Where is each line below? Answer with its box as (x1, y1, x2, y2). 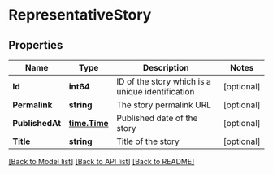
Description (142, 63, 189, 73)
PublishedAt (12, 118, 61, 128)
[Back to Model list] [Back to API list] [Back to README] (8, 157, 195, 166)
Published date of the (116, 112, 198, 124)
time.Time (68, 118, 109, 128)
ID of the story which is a (116, 76, 211, 87)
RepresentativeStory (8, 6, 152, 24)
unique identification (116, 86, 195, 97)
